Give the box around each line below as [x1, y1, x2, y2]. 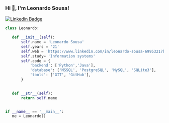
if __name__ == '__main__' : [5, 109, 64, 114]
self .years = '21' [21, 44, 59, 49]
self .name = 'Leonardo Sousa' [21, 40, 84, 45]
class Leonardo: [5, 26, 39, 31]
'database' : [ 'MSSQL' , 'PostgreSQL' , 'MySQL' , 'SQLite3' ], [30, 68, 156, 73]
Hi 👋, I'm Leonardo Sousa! [5, 5, 69, 12]
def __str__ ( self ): [12, 91, 53, 96]
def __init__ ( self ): [12, 35, 55, 40]
